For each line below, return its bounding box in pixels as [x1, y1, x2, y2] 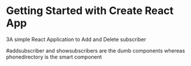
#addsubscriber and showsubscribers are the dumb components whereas [6, 47, 186, 54]
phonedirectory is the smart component [6, 53, 103, 60]
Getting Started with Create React [6, 4, 174, 18]
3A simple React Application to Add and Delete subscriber [6, 36, 146, 43]
